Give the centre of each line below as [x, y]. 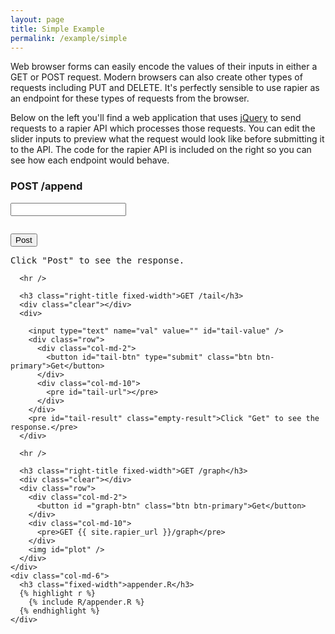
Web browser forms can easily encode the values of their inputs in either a [164, 67]
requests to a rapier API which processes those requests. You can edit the [163, 128]
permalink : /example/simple [69, 38]
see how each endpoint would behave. [90, 160]
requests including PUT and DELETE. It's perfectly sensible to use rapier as [165, 88]
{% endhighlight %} [60, 611]
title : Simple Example [57, 29]
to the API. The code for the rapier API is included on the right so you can [161, 150]
